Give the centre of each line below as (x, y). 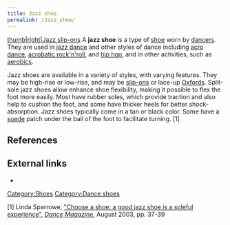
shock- (199, 104)
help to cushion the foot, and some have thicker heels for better (97, 104)
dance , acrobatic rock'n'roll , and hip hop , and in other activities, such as (109, 54)
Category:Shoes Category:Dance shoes (64, 193)
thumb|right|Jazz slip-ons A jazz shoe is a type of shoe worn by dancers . (112, 39)
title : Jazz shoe (32, 13)
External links (37, 163)
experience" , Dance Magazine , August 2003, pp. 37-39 (86, 214)
